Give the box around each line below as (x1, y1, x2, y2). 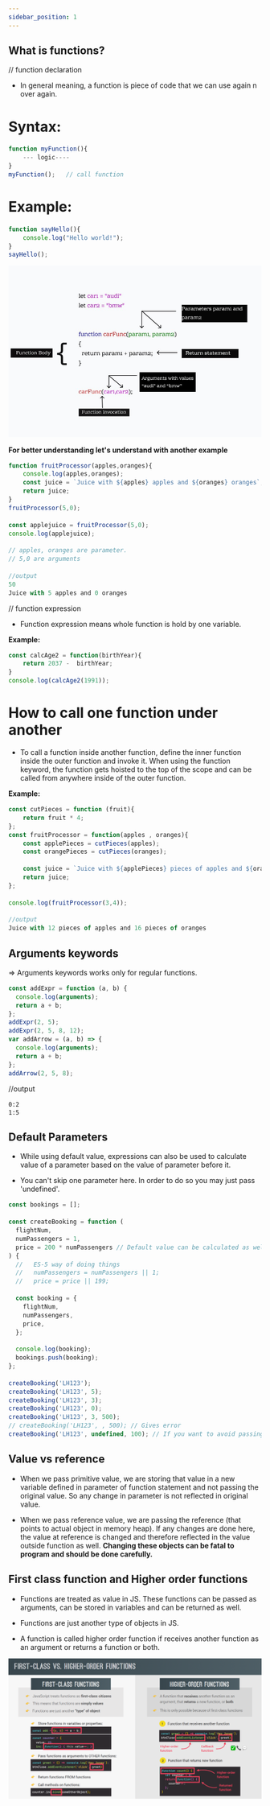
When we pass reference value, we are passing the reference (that (19, 1515, 241, 1524)
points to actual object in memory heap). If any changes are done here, (19, 1524, 256, 1533)
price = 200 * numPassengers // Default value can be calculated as (15, 1243, 250, 1251)
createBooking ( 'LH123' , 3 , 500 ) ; (8, 1413, 121, 1421)
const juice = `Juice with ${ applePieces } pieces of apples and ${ (22, 865, 253, 873)
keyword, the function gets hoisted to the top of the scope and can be (19, 765, 252, 774)
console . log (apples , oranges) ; (22, 470, 125, 478)
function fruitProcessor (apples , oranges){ (8, 461, 153, 470)
